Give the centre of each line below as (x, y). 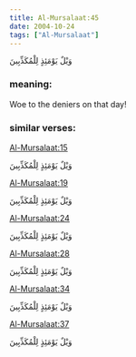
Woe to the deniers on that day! (68, 104)
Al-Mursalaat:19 (39, 182)
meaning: (31, 85)
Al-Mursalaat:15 (39, 148)
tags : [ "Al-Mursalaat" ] (54, 35)
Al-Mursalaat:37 (39, 323)
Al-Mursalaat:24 (40, 218)
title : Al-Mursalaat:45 (54, 18)
